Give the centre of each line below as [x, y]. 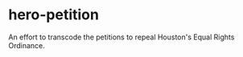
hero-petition [54, 15]
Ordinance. [27, 45]
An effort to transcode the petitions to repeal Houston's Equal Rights [121, 37]
